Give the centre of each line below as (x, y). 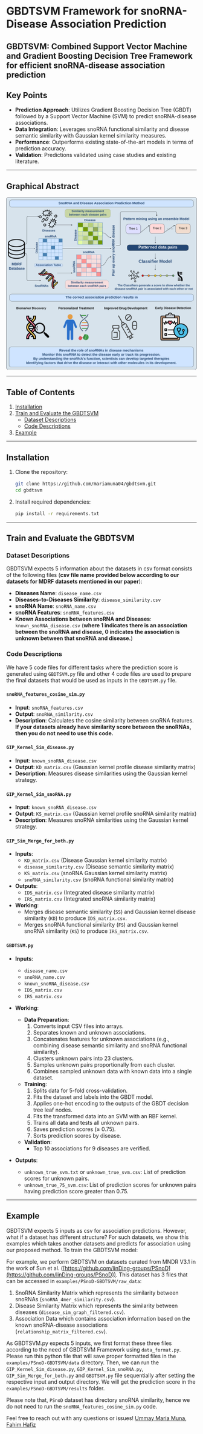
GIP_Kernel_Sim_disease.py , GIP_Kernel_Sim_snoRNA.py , (75, 1369)
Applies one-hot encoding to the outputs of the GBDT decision (111, 1103)
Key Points (27, 95)
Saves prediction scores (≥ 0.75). (74, 1129)
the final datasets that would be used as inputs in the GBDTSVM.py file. (92, 680)
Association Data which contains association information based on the (102, 1318)
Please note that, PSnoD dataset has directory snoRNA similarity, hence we (98, 1400)
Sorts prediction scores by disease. (77, 1135)
